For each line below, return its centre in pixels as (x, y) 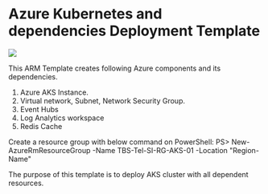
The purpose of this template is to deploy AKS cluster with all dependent (128, 174)
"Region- (244, 150)
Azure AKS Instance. (54, 92)
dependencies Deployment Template (134, 31)
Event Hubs (39, 109)
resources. (26, 183)
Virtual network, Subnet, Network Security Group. (103, 100)
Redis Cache (41, 126)
